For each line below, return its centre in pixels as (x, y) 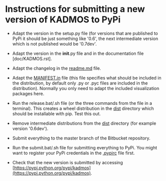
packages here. (28, 93)
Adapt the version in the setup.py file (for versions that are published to (85, 33)
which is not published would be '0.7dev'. (55, 44)
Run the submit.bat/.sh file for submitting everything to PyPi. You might (85, 147)
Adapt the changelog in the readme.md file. (57, 68)
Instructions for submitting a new (75, 9)
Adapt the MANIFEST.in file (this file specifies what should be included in (87, 78)
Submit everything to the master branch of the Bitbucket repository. (81, 138)
